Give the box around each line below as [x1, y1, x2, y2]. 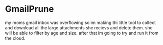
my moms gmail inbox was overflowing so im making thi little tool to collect [5, 20, 156, 25]
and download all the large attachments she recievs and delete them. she [5, 24, 153, 30]
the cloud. [5, 35, 25, 41]
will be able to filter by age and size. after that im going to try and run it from [5, 30, 159, 36]
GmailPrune [5, 3, 54, 15]
